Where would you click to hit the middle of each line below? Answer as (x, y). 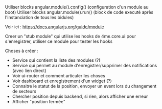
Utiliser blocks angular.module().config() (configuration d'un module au (77, 7)
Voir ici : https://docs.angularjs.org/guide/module (55, 27)
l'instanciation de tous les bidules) (40, 17)
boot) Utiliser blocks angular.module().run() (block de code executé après (79, 12)
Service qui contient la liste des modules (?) (56, 60)
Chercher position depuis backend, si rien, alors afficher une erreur (80, 96)
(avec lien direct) (29, 71)
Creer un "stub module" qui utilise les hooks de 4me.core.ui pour (70, 36)
